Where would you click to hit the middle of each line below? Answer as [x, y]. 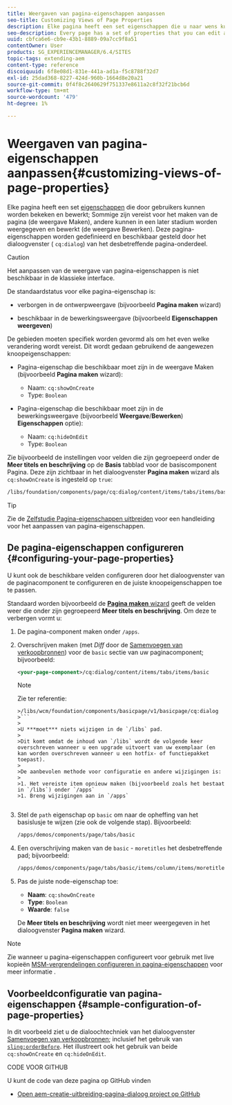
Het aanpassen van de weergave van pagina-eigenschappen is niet [103, 270]
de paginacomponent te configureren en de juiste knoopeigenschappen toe [115, 582]
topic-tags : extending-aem [46, 59]
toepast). [31, 760]
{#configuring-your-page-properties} [91, 558]
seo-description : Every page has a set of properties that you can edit [114, 33]
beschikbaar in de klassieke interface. [61, 278]
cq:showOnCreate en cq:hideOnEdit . [57, 1053]
